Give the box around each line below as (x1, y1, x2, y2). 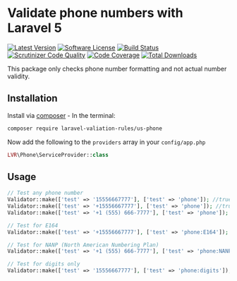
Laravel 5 (7, 20, 62, 36)
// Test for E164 (7, 222, 59, 229)
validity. (7, 72, 30, 80)
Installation (7, 92, 58, 104)
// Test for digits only (7, 261, 80, 268)
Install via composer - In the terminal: (7, 111, 116, 119)
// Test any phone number (7, 189, 83, 197)
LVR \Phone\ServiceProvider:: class (7, 151, 109, 158)
